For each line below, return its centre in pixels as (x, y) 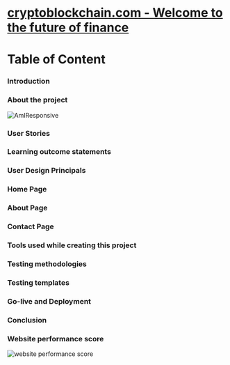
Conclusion (27, 320)
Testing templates (38, 282)
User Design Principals (47, 171)
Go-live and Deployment (49, 301)
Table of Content (57, 60)
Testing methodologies (47, 264)
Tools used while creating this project (72, 245)
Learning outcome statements (59, 152)
